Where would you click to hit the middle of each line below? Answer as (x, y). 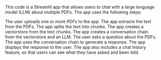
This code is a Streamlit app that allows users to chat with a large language (80, 7)
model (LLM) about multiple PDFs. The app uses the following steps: (73, 12)
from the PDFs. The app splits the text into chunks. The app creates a (74, 27)
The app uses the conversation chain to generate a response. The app (75, 42)
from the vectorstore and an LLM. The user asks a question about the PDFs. (81, 37)
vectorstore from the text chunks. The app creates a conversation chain (77, 32)
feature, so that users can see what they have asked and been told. (72, 52)
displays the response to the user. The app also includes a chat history (76, 47)
